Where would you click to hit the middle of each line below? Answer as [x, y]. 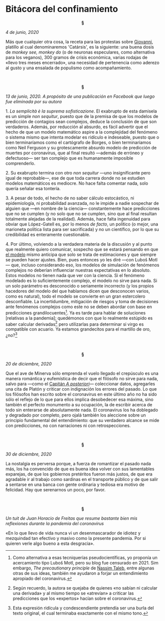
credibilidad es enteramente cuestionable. [48, 234]
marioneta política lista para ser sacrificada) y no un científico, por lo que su [82, 229]
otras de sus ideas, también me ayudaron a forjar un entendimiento [80, 573]
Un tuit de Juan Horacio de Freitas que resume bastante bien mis [71, 518]
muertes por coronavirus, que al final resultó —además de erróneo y [75, 153]
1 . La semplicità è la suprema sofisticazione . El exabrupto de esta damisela [81, 111]
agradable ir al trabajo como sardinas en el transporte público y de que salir [82, 479]
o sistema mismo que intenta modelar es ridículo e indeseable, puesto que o [82, 137]
